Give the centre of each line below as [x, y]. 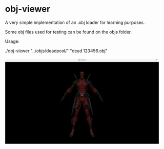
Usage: [12, 41]
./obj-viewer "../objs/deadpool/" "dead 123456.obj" [56, 51]
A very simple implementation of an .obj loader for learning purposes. [75, 22]
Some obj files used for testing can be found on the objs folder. [69, 32]
